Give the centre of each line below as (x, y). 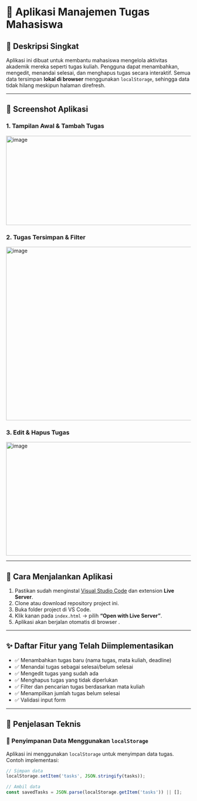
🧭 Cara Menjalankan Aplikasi (60, 577)
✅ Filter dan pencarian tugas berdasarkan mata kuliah (79, 686)
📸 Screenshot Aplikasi (47, 109)
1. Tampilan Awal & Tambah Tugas (55, 126)
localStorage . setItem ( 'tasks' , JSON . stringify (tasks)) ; (76, 776)
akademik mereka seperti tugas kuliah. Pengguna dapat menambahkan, (93, 66)
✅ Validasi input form (40, 700)
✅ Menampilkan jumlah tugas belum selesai (67, 693)
